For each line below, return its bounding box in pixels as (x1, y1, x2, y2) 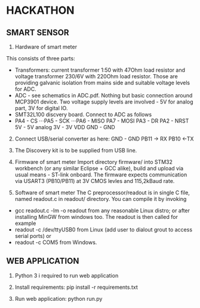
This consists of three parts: (6, 55, 76, 62)
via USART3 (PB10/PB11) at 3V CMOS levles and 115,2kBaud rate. (14, 178, 175, 184)
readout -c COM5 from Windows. (14, 239, 97, 246)
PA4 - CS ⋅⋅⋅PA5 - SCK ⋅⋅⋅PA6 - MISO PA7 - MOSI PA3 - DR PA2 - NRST (14, 117, 189, 124)
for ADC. (14, 86, 37, 93)
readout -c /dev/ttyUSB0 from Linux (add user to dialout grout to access (14, 226, 193, 233)
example (14, 219, 36, 227)
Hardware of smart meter (14, 43, 78, 50)
